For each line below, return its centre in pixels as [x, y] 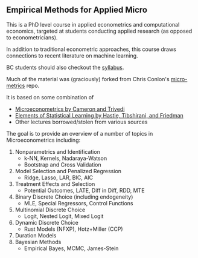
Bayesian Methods [38, 242]
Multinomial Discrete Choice [50, 210]
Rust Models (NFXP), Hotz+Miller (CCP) [73, 229]
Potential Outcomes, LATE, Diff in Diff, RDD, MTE [84, 190]
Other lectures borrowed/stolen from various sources [81, 122]
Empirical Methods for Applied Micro [77, 10]
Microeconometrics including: [43, 140]
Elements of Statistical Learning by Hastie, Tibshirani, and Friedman [99, 115]
